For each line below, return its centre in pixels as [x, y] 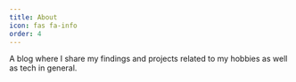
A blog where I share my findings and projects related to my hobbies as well [148, 59]
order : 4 [25, 34]
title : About [33, 17]
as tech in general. [43, 68]
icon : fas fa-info [43, 26]
